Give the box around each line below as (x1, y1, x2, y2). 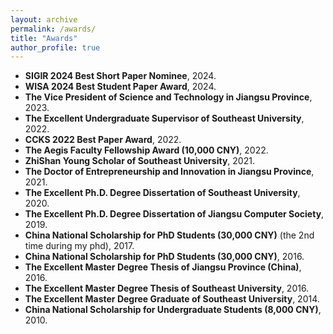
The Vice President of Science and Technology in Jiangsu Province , (24, 91, 313, 103)
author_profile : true (10, 42, 101, 53)
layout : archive (10, 14, 78, 25)
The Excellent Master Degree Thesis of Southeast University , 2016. (24, 282, 310, 295)
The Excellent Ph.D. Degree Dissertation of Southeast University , (24, 187, 301, 199)
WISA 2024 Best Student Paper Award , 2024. (24, 81, 217, 93)
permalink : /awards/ (10, 24, 97, 34)
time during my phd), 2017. (24, 240, 135, 252)
